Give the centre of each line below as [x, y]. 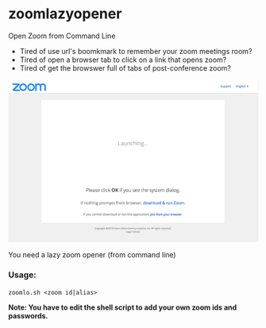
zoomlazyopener [65, 14]
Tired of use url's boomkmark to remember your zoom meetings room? [136, 51]
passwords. [28, 315]
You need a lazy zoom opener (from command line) [92, 254]
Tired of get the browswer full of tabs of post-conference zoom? [125, 68]
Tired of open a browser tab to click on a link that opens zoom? [123, 60]
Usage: [23, 275]
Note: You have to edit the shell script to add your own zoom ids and [123, 307]
